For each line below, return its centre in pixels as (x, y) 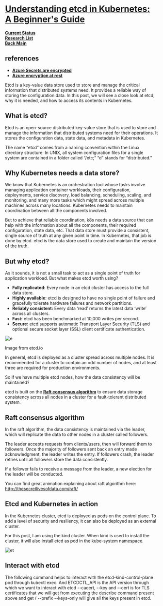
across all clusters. (31, 313)
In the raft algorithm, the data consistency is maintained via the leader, (75, 429)
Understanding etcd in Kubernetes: (78, 9)
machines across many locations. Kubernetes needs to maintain (69, 205)
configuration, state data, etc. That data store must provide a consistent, (77, 231)
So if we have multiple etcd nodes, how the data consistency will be (73, 377)
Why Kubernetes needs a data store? (62, 173)
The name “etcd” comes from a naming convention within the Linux (72, 147)
